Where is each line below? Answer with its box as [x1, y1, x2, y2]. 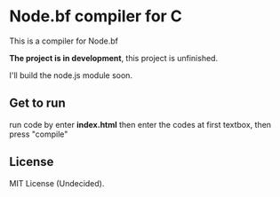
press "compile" [9, 129, 68, 139]
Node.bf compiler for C [9, 6, 182, 27]
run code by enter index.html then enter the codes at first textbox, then [9, 119, 272, 130]
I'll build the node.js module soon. [9, 69, 133, 81]
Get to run [9, 96, 66, 111]
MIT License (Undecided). [9, 177, 105, 188]
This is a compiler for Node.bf [9, 35, 118, 46]
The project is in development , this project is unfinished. [9, 52, 219, 63]
